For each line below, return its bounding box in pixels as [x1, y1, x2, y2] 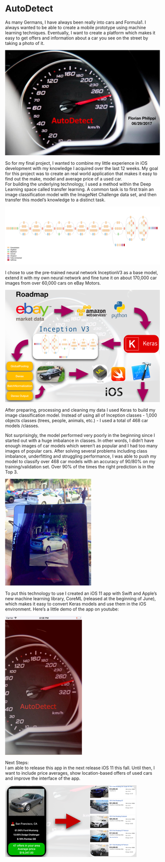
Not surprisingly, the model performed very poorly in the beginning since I [5, 432, 155, 438]
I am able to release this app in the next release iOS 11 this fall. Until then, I [5, 765, 155, 771]
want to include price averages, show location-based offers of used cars [5, 770, 152, 776]
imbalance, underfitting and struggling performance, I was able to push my [5, 453, 157, 459]
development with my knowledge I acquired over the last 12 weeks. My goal [5, 165, 159, 171]
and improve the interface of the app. [5, 775, 81, 781]
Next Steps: [5, 759, 29, 765]
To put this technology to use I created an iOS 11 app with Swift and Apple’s [5, 590, 157, 596]
